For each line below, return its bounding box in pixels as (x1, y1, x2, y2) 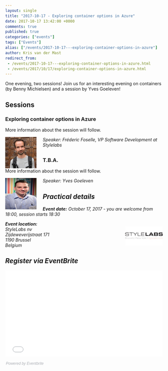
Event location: (5, 221, 37, 227)
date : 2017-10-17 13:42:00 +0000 (5, 19, 75, 24)
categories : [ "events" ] (5, 35, 55, 40)
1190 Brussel (5, 237, 31, 243)
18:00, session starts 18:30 (5, 211, 60, 217)
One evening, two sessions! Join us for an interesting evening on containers (5, 81, 161, 87)
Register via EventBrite (5, 257, 78, 265)
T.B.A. (42, 156, 58, 163)
